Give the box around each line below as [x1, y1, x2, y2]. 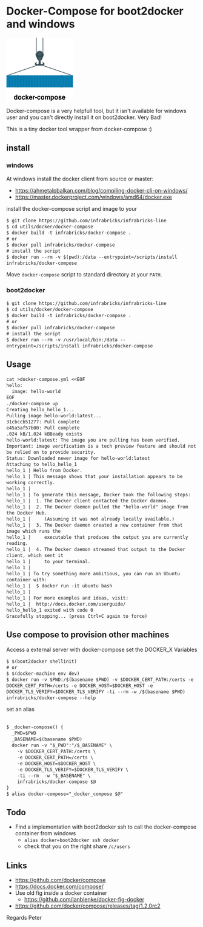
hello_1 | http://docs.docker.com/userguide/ [6, 601, 126, 607]
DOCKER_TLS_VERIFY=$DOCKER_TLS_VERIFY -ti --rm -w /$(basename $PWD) [6, 688, 186, 695]
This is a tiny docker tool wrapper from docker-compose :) [6, 125, 153, 132]
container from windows [15, 830, 76, 837]
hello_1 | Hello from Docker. [6, 467, 83, 473]
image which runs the [6, 528, 61, 534]
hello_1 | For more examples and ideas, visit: [6, 595, 129, 601]
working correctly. [6, 479, 56, 485]
